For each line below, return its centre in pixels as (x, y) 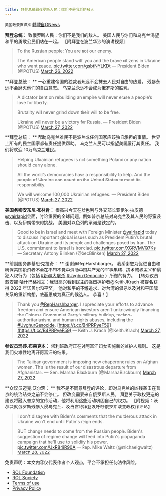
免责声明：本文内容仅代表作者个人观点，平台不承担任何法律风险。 (72, 462)
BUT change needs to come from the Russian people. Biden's (80, 431)
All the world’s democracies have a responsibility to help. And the (84, 174)
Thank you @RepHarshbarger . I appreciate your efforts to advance (85, 304)
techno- (124, 315)
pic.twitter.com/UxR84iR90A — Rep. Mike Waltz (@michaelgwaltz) (85, 447)
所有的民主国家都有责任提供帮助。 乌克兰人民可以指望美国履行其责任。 (81, 143)
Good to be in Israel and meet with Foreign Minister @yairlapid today (87, 232)
